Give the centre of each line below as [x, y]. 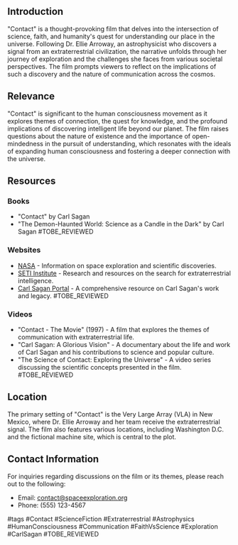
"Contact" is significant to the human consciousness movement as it [107, 114]
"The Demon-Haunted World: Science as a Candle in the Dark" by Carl [121, 224]
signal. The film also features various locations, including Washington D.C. [116, 429]
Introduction [36, 12]
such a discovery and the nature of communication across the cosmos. [111, 74]
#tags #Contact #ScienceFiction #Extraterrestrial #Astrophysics [101, 519]
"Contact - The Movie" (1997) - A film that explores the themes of [113, 329]
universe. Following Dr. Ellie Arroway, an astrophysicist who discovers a [112, 44]
